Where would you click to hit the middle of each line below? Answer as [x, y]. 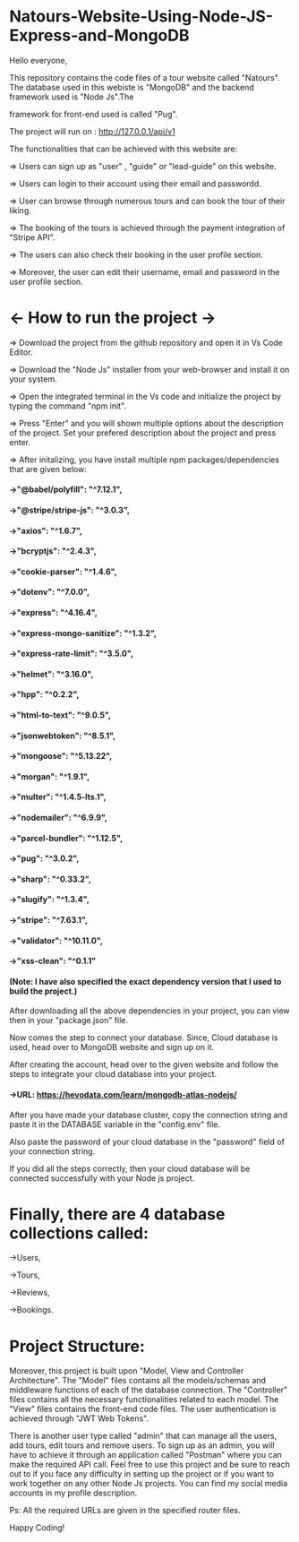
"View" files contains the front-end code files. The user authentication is [143, 1409]
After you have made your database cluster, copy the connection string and [149, 1115]
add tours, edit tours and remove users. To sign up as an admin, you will [142, 1445]
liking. [20, 210]
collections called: [79, 1233]
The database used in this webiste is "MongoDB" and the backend [132, 87]
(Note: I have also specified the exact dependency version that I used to [145, 981]
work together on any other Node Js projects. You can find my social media [149, 1484]
